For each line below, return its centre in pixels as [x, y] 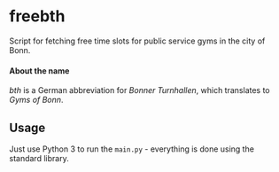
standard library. [39, 158]
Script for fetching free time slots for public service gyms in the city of [137, 41]
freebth [37, 16]
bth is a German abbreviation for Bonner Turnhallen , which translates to [139, 90]
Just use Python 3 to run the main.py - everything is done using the [132, 149]
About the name [39, 70]
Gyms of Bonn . [36, 100]
